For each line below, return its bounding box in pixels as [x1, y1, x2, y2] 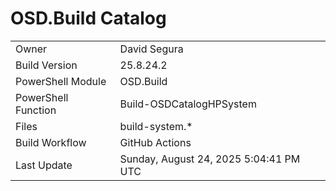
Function [15, 103, 57, 117]
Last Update [15, 158, 73, 172]
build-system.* [119, 119, 193, 133]
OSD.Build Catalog [10, 7, 167, 30]
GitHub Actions [119, 135, 192, 149]
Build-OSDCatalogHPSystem [119, 97, 257, 111]
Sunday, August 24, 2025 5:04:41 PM [119, 152, 301, 166]
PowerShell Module [15, 74, 107, 88]
